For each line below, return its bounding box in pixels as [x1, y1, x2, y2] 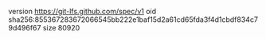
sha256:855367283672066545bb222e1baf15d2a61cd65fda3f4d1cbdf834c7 [8, 15, 259, 24]
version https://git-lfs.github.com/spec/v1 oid [8, 7, 157, 16]
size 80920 [42, 23, 80, 32]
